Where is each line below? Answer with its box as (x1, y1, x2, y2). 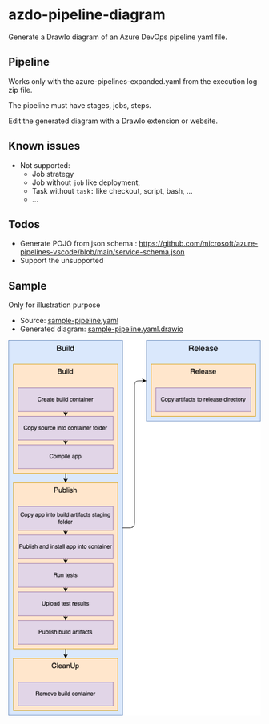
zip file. (8, 85, 33, 94)
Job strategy (31, 169, 74, 178)
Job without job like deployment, (31, 178, 141, 187)
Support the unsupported (19, 256, 104, 266)
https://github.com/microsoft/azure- (139, 238, 259, 249)
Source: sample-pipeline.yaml (19, 316, 118, 326)
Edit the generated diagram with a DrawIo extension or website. (8, 116, 219, 126)
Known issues (8, 139, 81, 153)
